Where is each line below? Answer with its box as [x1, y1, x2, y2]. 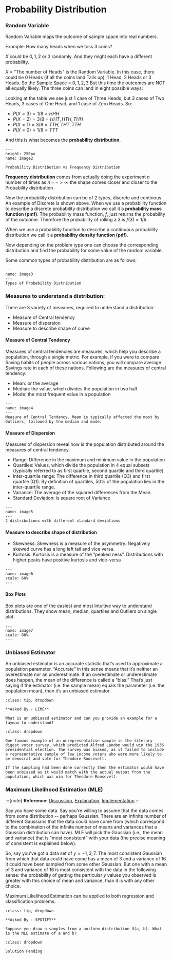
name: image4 [5, 405, 33, 410]
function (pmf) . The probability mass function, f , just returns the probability [5, 211, 166, 217]
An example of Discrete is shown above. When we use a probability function [5, 200, 167, 206]
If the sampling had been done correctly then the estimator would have [5, 765, 164, 770]
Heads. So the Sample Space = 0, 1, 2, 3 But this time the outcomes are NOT [5, 80, 166, 86]
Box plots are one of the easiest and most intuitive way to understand [5, 603, 152, 609]
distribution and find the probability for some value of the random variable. [5, 248, 163, 254]
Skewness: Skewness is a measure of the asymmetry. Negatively [12, 540, 150, 547]
